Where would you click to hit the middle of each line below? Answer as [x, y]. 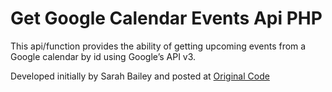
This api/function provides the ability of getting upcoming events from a [158, 46]
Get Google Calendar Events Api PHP [166, 18]
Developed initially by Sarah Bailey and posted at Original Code [140, 76]
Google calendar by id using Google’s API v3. [103, 56]
